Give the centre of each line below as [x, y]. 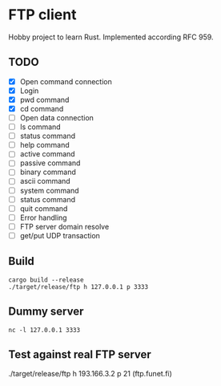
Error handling [43, 217]
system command [49, 190]
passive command [50, 163]
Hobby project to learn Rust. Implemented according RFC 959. [111, 37]
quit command [44, 208]
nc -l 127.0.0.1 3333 [44, 330]
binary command [48, 172]
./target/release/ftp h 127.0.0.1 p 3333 [78, 286]
